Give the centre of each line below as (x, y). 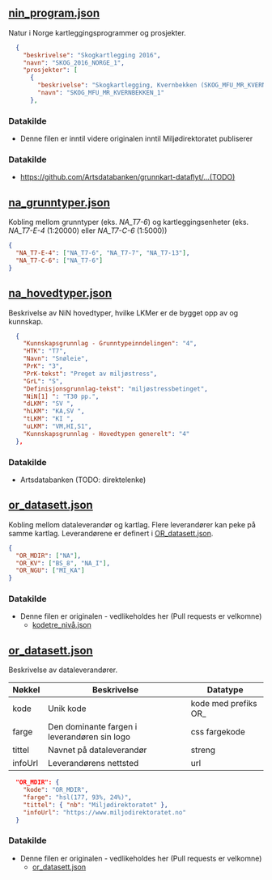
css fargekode (218, 732)
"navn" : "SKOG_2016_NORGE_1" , (74, 63)
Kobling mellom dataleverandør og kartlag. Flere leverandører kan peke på (132, 524)
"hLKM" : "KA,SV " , (54, 412)
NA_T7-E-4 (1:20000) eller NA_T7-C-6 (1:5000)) (88, 231)
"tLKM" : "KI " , (49, 419)
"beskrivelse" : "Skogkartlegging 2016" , (92, 55)
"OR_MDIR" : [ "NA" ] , (49, 556)
